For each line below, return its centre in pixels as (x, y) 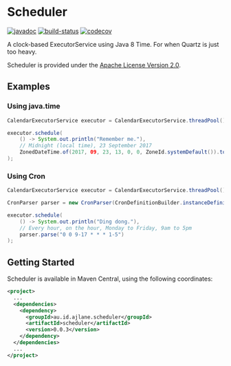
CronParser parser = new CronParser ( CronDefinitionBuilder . (95, 203)
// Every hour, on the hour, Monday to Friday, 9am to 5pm (106, 228)
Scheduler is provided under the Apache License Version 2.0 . (94, 65)
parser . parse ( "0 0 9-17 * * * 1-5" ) (72, 235)
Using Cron (26, 176)
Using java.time (34, 106)
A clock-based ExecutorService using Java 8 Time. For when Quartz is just (113, 44)
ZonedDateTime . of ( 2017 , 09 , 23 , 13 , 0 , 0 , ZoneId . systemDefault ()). (120, 152)
